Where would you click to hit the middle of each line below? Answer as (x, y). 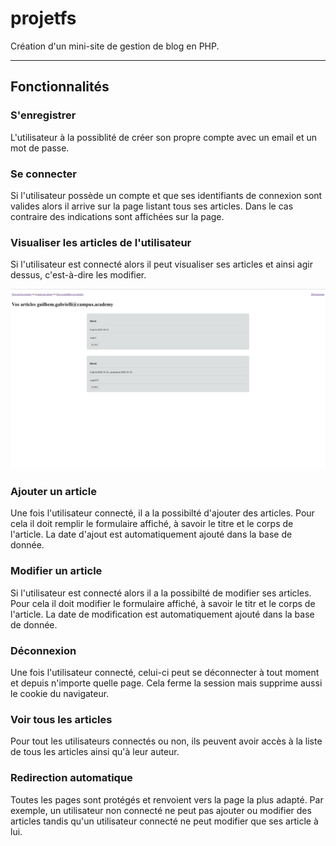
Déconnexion (43, 650)
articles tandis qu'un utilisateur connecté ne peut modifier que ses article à (164, 821)
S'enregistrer (43, 115)
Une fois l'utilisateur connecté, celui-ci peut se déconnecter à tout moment (165, 673)
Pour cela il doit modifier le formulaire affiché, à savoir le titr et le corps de (163, 603)
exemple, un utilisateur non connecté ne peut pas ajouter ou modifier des (161, 810)
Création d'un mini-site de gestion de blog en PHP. (115, 46)
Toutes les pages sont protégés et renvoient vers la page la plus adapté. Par (167, 799)
